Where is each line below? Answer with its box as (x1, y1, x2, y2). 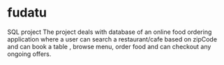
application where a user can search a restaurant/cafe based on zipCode (7, 35, 218, 43)
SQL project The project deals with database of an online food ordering (7, 28, 212, 36)
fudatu (7, 5, 47, 21)
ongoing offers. (7, 50, 52, 58)
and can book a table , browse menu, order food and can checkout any (7, 42, 211, 50)
